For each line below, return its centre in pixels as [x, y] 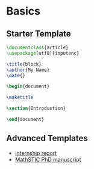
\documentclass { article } [37, 47]
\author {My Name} [28, 70]
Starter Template [39, 34]
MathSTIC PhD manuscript [48, 159]
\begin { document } [28, 86]
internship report [36, 153]
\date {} [16, 75]
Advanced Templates [47, 138]
